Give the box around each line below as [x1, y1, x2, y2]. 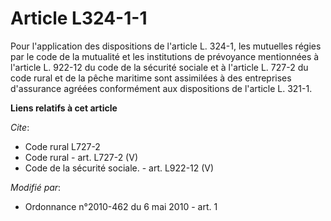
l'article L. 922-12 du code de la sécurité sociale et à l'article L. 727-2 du [10, 61, 309, 73]
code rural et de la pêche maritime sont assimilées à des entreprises [10, 72, 292, 84]
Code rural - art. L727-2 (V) [24, 151, 138, 163]
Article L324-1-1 [10, 7, 148, 30]
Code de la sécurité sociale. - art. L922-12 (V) [24, 162, 215, 174]
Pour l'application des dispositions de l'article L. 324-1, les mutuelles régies [10, 40, 322, 52]
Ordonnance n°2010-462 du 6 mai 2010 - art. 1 [24, 200, 218, 212]
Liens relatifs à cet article [10, 102, 118, 114]
